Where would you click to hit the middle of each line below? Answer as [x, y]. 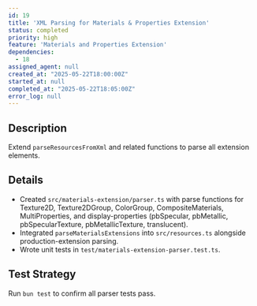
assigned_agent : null [44, 67]
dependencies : [32, 52]
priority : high [33, 37]
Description [37, 128]
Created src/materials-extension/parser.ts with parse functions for [132, 199]
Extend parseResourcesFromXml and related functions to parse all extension [129, 147]
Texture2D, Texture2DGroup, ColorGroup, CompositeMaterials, [121, 207]
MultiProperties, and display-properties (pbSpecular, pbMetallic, [124, 216]
